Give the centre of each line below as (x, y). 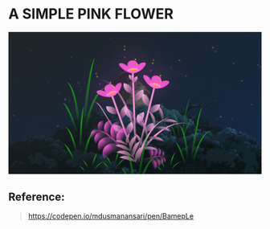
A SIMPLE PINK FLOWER (91, 14)
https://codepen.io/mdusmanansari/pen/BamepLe (111, 216)
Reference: (37, 196)
